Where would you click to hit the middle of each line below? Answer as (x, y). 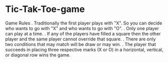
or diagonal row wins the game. (38, 55)
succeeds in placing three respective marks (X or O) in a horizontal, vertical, (84, 49)
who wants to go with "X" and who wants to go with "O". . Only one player (82, 28)
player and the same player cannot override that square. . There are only (80, 39)
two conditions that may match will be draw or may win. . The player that (81, 44)
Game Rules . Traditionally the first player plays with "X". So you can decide (84, 23)
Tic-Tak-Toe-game (45, 9)
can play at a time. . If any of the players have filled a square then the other (83, 33)
